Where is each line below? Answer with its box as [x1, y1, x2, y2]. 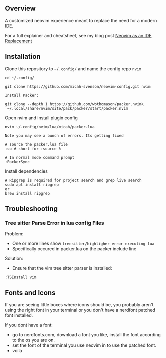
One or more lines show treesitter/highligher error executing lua [12, 240, 155, 247]
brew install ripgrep [5, 191, 50, 196]
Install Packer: [5, 93, 39, 98]
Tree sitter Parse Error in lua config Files [5, 219, 105, 226]
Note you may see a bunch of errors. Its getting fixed [5, 133, 124, 138]
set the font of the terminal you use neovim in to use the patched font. [12, 342, 156, 348]
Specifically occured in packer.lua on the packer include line [12, 246, 137, 252]
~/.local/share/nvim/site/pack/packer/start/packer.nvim [7, 106, 128, 111]
